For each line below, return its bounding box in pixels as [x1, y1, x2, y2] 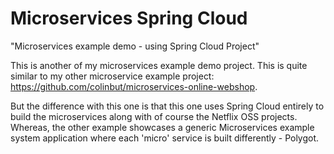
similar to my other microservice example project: [10, 70, 215, 82]
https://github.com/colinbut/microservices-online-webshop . [10, 80, 258, 92]
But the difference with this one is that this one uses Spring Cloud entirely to [10, 100, 325, 112]
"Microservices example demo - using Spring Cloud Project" [10, 40, 260, 52]
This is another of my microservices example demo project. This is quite [10, 59, 308, 71]
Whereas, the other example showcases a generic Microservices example [10, 121, 315, 133]
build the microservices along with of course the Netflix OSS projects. [10, 110, 298, 122]
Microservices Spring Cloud [10, 7, 248, 30]
